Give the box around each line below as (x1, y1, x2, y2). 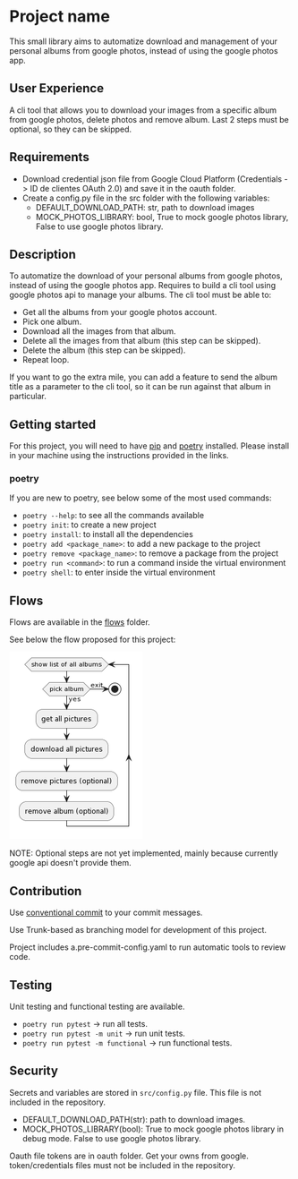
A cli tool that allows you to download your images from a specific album (9, 105, 277, 115)
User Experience (9, 81, 105, 96)
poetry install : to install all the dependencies (21, 529, 194, 540)
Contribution (9, 884, 82, 899)
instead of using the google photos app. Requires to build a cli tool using (9, 280, 276, 291)
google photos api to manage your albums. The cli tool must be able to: (9, 289, 272, 301)
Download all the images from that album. (21, 326, 176, 337)
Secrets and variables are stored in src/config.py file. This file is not (9, 1087, 262, 1098)
